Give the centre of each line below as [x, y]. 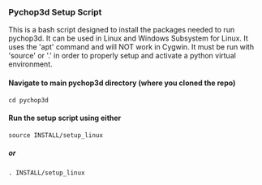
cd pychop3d [28, 100]
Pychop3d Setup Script [55, 12]
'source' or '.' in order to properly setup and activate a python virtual [122, 56]
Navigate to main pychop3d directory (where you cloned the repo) [122, 83]
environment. [30, 64]
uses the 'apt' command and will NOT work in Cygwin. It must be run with [131, 47]
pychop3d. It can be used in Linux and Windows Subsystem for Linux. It [129, 38]
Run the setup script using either [65, 118]
